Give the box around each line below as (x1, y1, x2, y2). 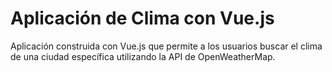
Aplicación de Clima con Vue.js (10, 7, 275, 30)
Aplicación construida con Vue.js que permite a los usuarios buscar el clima (10, 40, 323, 52)
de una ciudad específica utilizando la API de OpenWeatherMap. (10, 50, 276, 62)
